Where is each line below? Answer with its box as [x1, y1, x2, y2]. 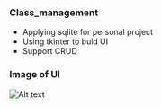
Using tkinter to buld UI [22, 36, 109, 47]
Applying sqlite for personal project [22, 27, 154, 38]
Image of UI [9, 68, 60, 81]
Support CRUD [22, 46, 78, 57]
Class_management [9, 6, 99, 19]
